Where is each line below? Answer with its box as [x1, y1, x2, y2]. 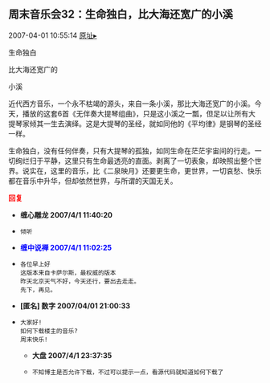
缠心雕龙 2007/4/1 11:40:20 [19, 210, 112, 219]
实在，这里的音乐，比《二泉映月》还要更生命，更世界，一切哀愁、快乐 [29, 165, 262, 175]
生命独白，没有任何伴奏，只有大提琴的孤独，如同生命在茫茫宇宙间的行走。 [8, 145, 255, 155]
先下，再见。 [19, 286, 57, 294]
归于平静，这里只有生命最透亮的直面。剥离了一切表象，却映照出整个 [29, 156, 255, 165]
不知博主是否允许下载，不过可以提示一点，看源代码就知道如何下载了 [31, 368, 224, 376]
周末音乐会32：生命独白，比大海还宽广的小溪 [8, 7, 233, 22]
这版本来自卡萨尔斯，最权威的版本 [19, 268, 117, 277]
